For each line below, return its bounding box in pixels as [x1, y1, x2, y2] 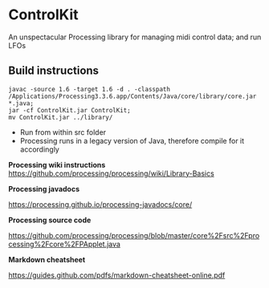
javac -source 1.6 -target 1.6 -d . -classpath [8, 85, 171, 93]
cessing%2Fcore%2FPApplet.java [8, 239, 120, 249]
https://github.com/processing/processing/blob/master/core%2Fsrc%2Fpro [8, 230, 260, 240]
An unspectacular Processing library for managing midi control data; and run [8, 32, 262, 42]
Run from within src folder [19, 127, 107, 137]
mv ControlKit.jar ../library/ [8, 113, 113, 121]
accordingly [19, 144, 60, 154]
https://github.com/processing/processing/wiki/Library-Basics [8, 168, 214, 178]
